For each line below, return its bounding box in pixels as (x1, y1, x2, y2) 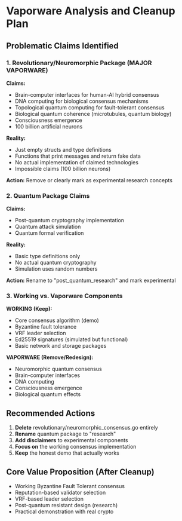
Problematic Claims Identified (6, 41, 119, 51)
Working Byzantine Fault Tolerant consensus (14, 483, 125, 490)
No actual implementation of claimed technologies (14, 158, 139, 166)
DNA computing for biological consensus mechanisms (14, 97, 149, 105)
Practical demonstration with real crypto (14, 508, 114, 515)
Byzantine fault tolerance (14, 323, 77, 330)
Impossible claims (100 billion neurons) (14, 165, 111, 172)
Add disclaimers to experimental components (14, 437, 128, 444)
